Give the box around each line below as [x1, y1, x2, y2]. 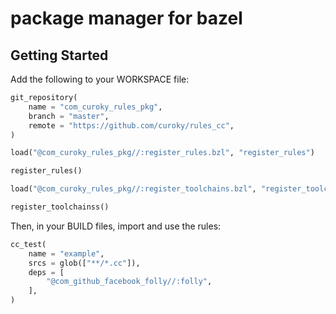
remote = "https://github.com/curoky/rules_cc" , [28, 120, 235, 131]
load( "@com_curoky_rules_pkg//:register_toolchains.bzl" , [10, 184, 257, 194]
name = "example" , [28, 248, 105, 259]
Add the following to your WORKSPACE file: [10, 73, 190, 85]
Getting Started [10, 47, 109, 64]
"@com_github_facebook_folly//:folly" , [46, 277, 213, 287]
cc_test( [10, 239, 47, 249]
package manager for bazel [10, 7, 243, 30]
